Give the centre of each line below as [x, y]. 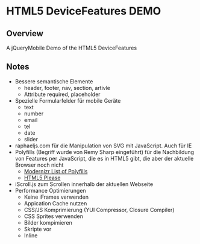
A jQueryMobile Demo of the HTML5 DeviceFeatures [72, 48]
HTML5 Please [42, 178]
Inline [31, 235]
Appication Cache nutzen [55, 203]
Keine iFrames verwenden [56, 197]
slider [31, 139]
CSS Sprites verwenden [53, 216]
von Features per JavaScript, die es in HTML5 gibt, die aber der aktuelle [104, 158]
